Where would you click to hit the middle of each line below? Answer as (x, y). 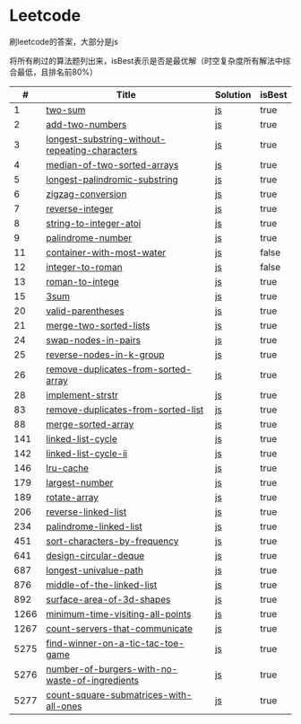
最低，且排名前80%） (57, 72)
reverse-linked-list (86, 511)
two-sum (66, 110)
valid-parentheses (86, 311)
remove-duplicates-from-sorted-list (125, 410)
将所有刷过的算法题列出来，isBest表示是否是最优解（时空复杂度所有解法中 (146, 60)
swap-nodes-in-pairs (94, 340)
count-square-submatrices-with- (119, 694)
